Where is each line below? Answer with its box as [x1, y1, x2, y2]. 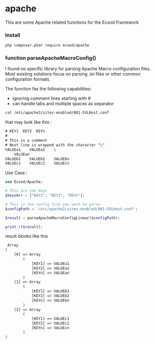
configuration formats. [5, 76, 51, 82]
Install [5, 32, 21, 39]
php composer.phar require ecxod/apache [5, 43, 90, 48]
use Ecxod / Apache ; [5, 179, 43, 184]
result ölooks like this [5, 233, 48, 239]
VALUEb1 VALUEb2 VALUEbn [5, 156, 70, 161]
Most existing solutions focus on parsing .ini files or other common [5, 71, 141, 77]
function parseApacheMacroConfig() [5, 55, 96, 62]
